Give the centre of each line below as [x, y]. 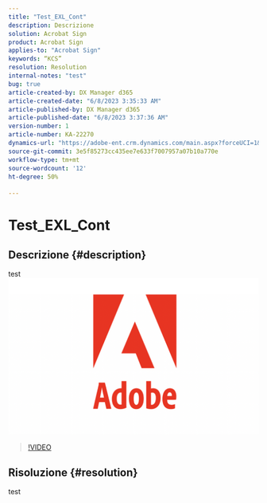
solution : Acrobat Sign [48, 33]
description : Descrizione [51, 25]
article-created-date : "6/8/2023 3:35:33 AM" [85, 101]
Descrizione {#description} [77, 255]
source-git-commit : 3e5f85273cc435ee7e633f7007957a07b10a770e [113, 151]
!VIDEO [39, 447]
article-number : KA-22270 [51, 135]
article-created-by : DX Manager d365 [71, 92]
